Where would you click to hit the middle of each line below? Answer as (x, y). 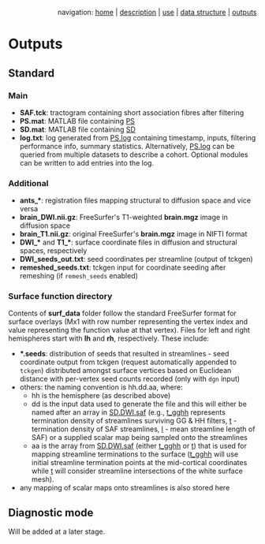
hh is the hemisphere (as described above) (101, 396)
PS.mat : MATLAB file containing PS (77, 121)
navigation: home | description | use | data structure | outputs (157, 12)
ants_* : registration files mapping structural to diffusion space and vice (135, 200)
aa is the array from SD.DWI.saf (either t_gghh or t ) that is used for (139, 446)
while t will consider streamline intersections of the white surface (137, 471)
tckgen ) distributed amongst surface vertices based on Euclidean (125, 371)
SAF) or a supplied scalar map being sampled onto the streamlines (140, 438)
